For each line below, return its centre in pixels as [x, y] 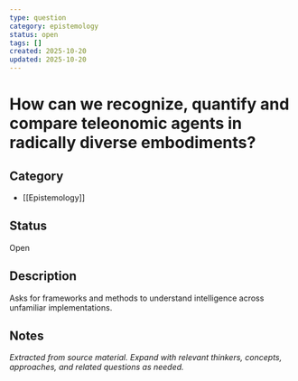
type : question [38, 18]
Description [43, 276]
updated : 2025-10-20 [48, 60]
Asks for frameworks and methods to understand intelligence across [137, 298]
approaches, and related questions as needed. [97, 367]
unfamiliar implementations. [61, 307]
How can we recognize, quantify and [149, 104]
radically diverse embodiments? [133, 143]
